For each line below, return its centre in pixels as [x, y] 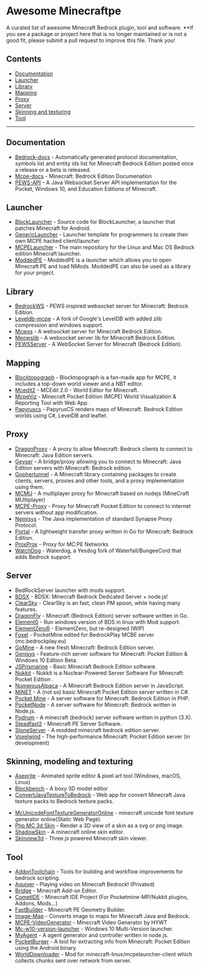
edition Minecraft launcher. [48, 254]
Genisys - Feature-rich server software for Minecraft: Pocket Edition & [101, 654]
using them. [29, 487]
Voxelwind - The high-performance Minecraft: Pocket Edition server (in [102, 736]
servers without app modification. [56, 512]
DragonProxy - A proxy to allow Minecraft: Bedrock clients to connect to [103, 449]
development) [32, 743]
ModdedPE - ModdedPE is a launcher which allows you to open [93, 260]
